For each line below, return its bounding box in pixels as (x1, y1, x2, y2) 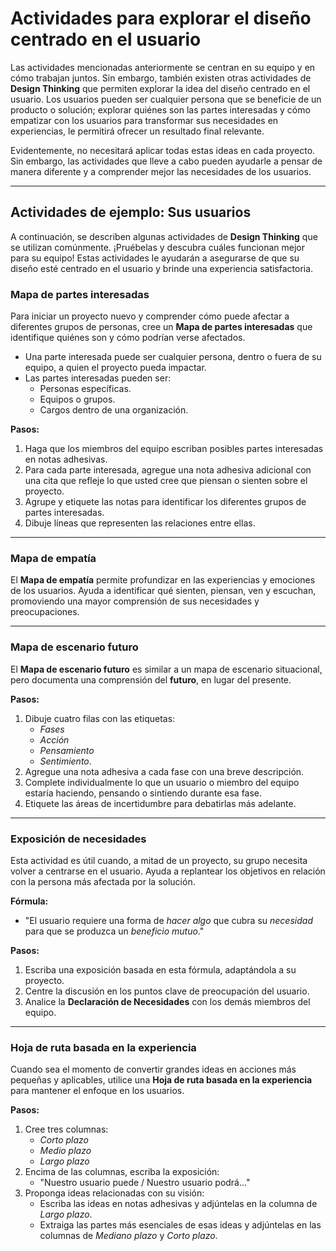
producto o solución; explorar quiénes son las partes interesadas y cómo (10, 103, 311, 116)
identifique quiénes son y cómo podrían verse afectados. (10, 332, 246, 344)
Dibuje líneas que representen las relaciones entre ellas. (24, 517, 256, 529)
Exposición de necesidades (10, 832, 147, 846)
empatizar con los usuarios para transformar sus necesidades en (10, 114, 279, 126)
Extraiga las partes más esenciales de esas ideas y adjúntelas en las (39, 1219, 322, 1231)
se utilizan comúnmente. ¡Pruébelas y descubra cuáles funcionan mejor (10, 241, 305, 253)
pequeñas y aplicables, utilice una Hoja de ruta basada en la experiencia (10, 1074, 313, 1086)
